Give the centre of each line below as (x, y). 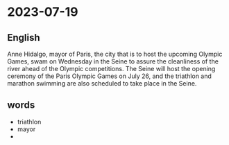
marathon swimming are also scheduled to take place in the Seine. (102, 83)
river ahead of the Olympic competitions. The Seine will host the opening (111, 69)
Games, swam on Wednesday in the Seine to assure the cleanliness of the (113, 61)
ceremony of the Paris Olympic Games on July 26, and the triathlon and (109, 76)
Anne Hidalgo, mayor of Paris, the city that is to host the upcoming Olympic (115, 54)
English (24, 38)
